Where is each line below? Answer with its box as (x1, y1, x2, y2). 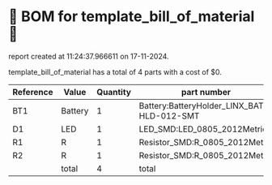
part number (181, 86, 231, 97)
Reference (12, 86, 53, 97)
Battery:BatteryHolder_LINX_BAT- (138, 100, 269, 111)
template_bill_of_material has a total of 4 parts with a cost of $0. (8, 67, 223, 76)
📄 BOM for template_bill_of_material (8, 7, 255, 26)
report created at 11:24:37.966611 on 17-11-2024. (8, 51, 169, 61)
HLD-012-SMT (138, 110, 200, 121)
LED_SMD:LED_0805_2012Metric (138, 123, 267, 135)
